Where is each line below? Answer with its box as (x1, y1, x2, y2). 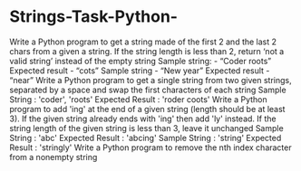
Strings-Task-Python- (9, 6, 179, 27)
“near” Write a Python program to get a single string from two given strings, (9, 74, 292, 85)
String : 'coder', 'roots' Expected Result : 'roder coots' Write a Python (9, 93, 267, 105)
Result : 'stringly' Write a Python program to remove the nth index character (9, 142, 292, 153)
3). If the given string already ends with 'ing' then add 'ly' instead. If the (9, 113, 277, 124)
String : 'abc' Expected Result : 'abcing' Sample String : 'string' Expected (9, 132, 282, 143)
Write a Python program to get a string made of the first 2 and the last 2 (9, 36, 277, 47)
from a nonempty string (9, 151, 98, 162)
